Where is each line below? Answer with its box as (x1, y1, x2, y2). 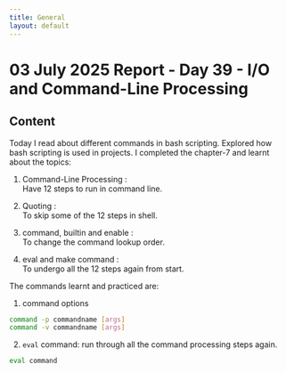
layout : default (9, 21, 69, 30)
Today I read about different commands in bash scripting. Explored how (9, 137, 273, 148)
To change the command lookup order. (21, 237, 165, 247)
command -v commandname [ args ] (9, 323, 126, 332)
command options (21, 297, 89, 308)
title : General (9, 12, 66, 22)
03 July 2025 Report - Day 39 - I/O (9, 60, 270, 80)
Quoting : (21, 200, 56, 211)
